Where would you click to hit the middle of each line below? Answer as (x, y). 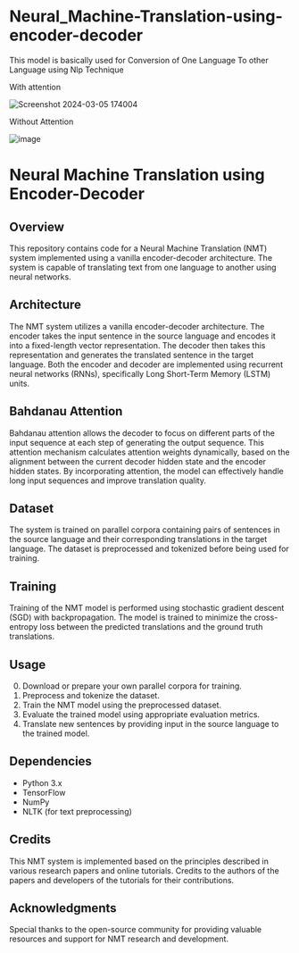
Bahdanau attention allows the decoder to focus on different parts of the (142, 433)
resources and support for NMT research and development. (119, 939)
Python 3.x (42, 782)
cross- (266, 617)
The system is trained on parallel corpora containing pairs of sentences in (145, 530)
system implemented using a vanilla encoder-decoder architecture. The (141, 257)
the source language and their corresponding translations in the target (138, 539)
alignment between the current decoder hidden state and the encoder (137, 461)
